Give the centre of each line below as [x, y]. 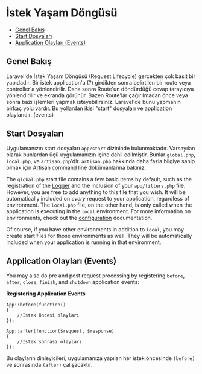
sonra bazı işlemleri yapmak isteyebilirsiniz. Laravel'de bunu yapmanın [93, 102]
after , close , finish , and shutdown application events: [73, 282]
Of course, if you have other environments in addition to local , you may [95, 229]
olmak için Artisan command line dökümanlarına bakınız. [76, 167]
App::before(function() [36, 305]
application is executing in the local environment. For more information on [99, 211]
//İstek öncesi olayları [48, 315]
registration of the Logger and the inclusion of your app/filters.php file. [96, 185]
